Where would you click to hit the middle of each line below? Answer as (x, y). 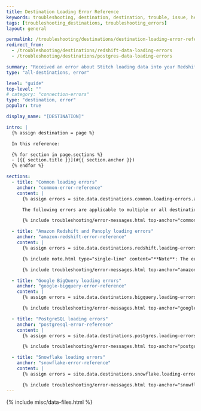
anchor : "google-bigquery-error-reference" (72, 286)
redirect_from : (25, 45)
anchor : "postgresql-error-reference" (65, 325)
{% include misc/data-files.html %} (49, 402)
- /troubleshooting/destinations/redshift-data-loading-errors (92, 51)
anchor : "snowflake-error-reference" (64, 363)
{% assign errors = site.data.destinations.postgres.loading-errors (109, 336)
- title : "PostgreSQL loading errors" (60, 319)
